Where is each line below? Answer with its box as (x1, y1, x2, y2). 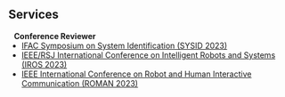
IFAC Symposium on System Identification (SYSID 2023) (20, 40, 228, 51)
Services (8, 7, 60, 22)
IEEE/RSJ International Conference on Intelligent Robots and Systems (20, 49, 276, 61)
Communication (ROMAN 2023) (20, 77, 139, 88)
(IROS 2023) (20, 59, 68, 69)
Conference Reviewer (13, 30, 96, 41)
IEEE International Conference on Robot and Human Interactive (20, 69, 252, 79)
